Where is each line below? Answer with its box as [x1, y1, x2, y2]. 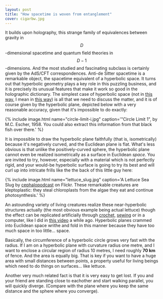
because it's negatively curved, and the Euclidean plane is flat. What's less [5, 141, 155, 147]
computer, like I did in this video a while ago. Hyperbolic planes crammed [5, 217, 152, 223]
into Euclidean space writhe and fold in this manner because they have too [5, 223, 155, 229]
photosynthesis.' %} [5, 192, 45, 198]
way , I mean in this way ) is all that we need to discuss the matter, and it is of [5, 96, 157, 103]
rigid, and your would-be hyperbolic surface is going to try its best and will [5, 162, 155, 168]
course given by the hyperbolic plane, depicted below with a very [5, 102, 136, 107]
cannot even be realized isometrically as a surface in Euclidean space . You [5, 152, 155, 158]
